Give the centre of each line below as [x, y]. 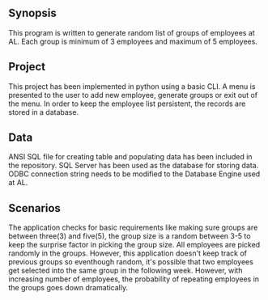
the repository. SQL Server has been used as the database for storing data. [134, 166]
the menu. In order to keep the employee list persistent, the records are [127, 104]
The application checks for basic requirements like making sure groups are [133, 228]
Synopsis [32, 13]
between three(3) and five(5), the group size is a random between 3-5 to [130, 236]
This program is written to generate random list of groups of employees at [132, 32]
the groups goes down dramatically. [68, 288]
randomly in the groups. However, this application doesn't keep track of [128, 253]
